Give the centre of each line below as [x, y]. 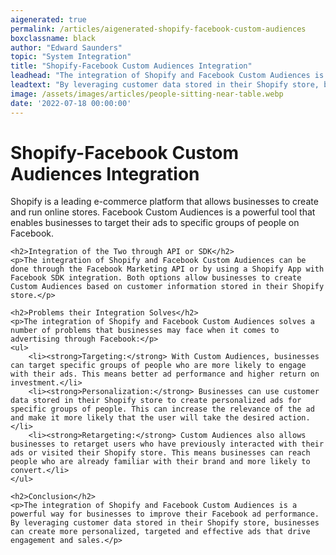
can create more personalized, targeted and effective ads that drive [160, 532]
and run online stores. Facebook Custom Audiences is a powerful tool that [163, 212]
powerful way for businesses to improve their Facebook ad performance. [165, 514]
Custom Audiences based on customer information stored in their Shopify [167, 287]
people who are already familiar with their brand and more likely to [160, 462]
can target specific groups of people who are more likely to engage [158, 366]
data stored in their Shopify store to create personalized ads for [156, 401]
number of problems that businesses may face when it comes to [145, 331]
